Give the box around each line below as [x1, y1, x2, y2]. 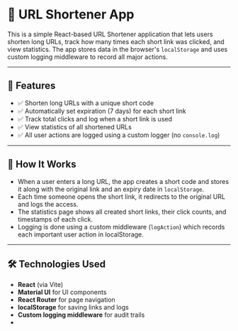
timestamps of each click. [17, 215, 93, 223]
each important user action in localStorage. [17, 230, 144, 239]
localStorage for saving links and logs [17, 303, 129, 312]
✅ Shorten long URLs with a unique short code [17, 99, 154, 107]
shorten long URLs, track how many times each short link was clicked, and [7, 37, 225, 45]
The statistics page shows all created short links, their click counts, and [17, 207, 227, 216]
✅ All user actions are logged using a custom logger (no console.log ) [17, 131, 220, 139]
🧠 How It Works [7, 158, 76, 170]
